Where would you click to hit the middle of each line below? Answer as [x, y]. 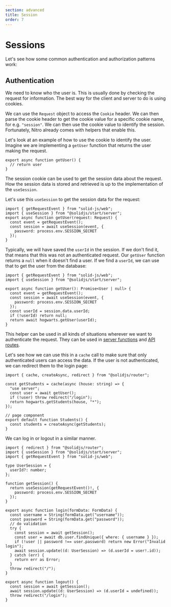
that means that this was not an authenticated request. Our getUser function [85, 255]
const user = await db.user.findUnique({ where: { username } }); [87, 537]
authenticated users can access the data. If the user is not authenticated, [82, 360]
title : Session [21, 15]
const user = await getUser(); [43, 393]
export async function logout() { [42, 582]
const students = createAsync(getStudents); [58, 425]
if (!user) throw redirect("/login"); [51, 398]
